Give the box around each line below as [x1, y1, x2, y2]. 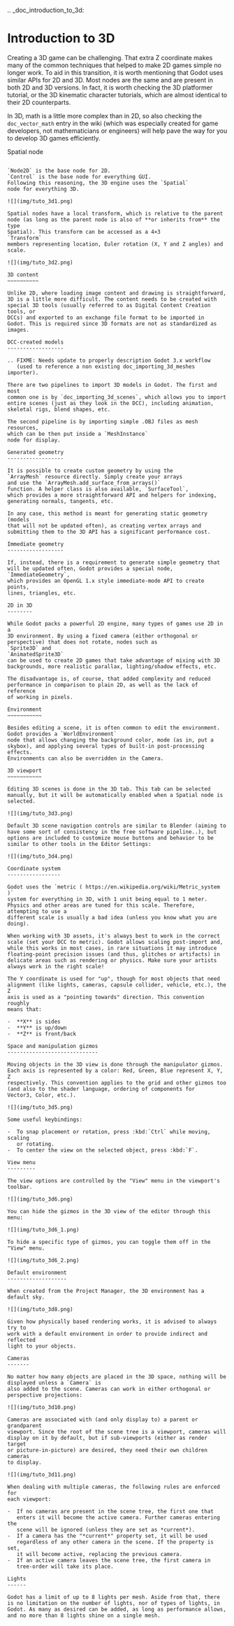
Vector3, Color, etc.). [7, 1091, 77, 1098]
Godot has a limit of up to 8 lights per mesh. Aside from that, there [7, 1593, 220, 1601]
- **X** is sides [7, 1018, 61, 1025]
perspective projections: [7, 1392, 82, 1399]
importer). [7, 369, 39, 376]
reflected [7, 1336, 36, 1343]
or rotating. [16, 1140, 54, 1147]
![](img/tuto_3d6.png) [7, 1196, 73, 1203]
